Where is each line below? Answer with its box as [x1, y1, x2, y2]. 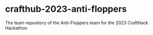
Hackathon [5, 25, 28, 31]
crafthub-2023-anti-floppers [5, 3, 127, 15]
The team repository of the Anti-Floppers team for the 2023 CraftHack [5, 20, 149, 26]
